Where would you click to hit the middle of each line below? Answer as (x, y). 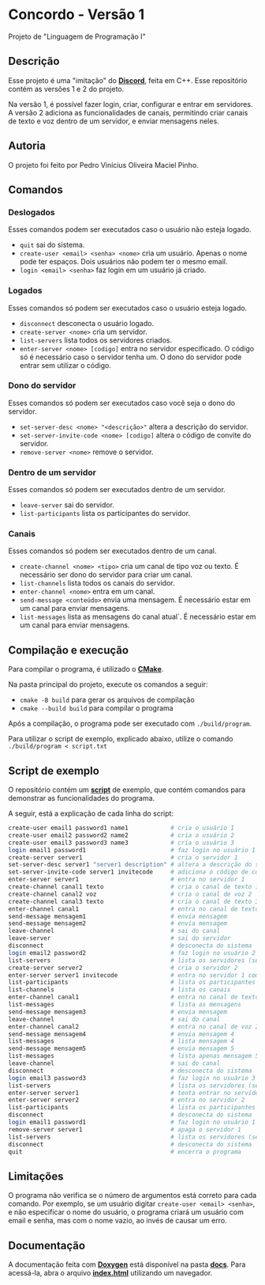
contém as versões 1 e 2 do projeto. (66, 89)
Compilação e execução (68, 650)
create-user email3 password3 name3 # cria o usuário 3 (121, 843)
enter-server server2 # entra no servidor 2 (127, 1100)
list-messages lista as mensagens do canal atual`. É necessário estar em (138, 617)
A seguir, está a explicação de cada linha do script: (91, 813)
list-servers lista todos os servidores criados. (95, 340)
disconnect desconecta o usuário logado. (87, 323)
